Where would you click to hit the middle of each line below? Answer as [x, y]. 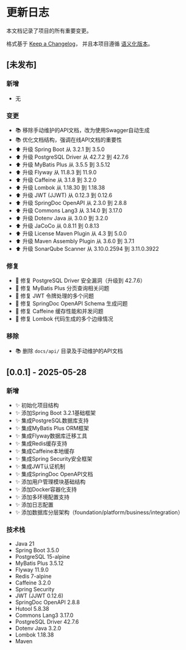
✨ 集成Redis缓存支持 [41, 444]
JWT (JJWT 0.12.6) [39, 596]
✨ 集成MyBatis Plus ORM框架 [52, 428]
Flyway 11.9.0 [32, 569]
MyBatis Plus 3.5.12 [39, 563]
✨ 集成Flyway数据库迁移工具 [51, 436]
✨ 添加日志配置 [34, 505]
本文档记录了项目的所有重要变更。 [49, 31]
